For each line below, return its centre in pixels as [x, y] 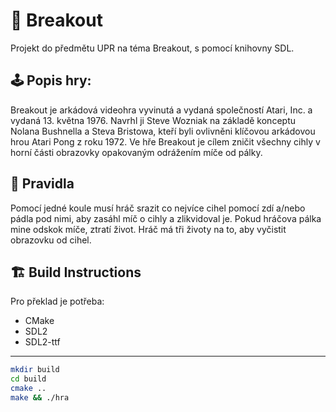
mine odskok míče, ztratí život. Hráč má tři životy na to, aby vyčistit [148, 229]
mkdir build [35, 370]
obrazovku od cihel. [51, 240]
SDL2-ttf [42, 342]
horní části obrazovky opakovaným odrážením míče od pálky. [136, 152]
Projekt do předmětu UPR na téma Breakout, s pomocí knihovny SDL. [152, 48]
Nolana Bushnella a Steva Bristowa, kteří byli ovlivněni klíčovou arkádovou [163, 131]
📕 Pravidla [42, 184]
